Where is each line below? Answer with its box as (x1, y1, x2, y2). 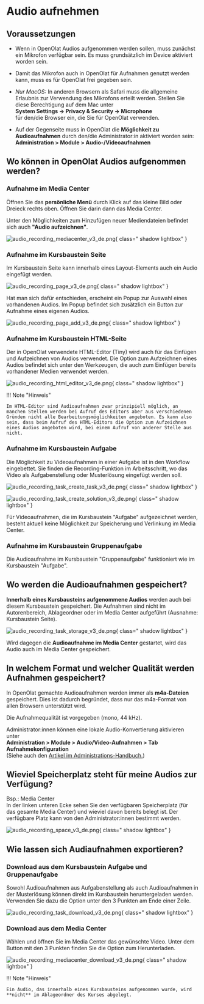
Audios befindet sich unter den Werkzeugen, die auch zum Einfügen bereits (6, 361, 197, 369)
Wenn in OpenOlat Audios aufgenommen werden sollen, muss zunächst (15, 45, 196, 52)
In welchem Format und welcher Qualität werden (6, 663, 195, 674)
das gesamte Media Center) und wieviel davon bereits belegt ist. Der (6, 808, 178, 816)
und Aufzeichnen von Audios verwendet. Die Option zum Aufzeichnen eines (6, 355, 197, 362)
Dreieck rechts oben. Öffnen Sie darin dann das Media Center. (6, 205, 163, 212)
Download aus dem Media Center (6, 924, 107, 932)
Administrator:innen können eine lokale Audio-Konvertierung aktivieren (6, 726, 185, 733)
